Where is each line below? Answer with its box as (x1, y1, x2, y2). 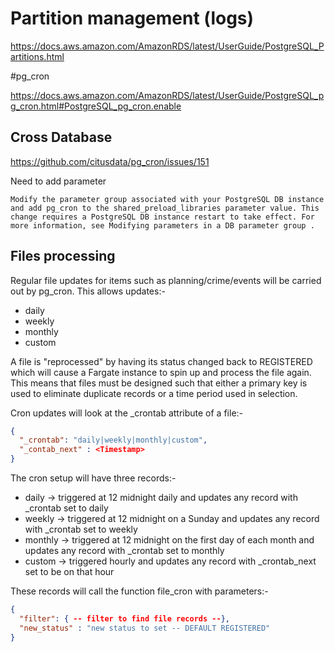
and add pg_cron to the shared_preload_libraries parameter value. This (10, 203, 320, 213)
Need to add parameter (10, 175, 107, 187)
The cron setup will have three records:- (10, 472, 177, 484)
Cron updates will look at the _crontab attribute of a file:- (10, 407, 244, 419)
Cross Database (10, 129, 113, 146)
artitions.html (10, 50, 65, 62)
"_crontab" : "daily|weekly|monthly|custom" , (19, 435, 208, 446)
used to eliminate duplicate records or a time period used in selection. (10, 387, 298, 399)
